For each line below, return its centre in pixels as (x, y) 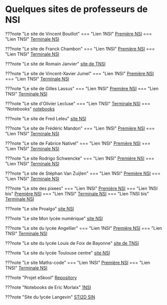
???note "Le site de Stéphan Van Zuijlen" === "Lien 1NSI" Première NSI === (83, 173)
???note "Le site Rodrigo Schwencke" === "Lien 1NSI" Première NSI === (80, 158)
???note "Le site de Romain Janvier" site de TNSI (55, 64)
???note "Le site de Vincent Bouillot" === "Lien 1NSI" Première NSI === (79, 34)
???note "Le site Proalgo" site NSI (40, 208)
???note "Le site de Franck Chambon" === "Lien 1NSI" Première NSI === (80, 49)
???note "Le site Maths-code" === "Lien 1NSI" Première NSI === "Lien (78, 262)
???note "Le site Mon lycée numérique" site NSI (54, 218)
